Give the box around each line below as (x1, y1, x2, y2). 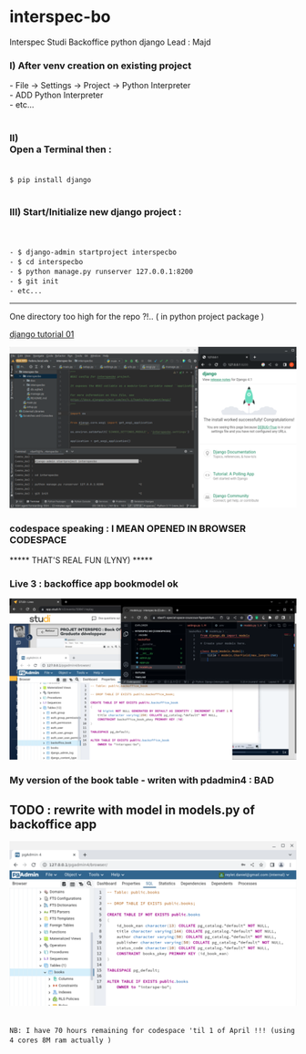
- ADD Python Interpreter (9, 89, 104, 101)
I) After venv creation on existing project (9, 59, 192, 72)
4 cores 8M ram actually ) (9, 1036, 112, 1045)
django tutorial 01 (9, 328, 75, 339)
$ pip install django (9, 175, 92, 184)
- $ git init (9, 276, 59, 286)
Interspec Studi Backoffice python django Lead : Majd (9, 36, 211, 47)
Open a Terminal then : (9, 143, 112, 156)
